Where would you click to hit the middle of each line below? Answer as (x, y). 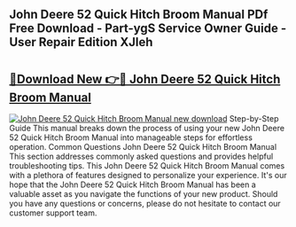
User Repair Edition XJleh (81, 42)
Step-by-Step (254, 118)
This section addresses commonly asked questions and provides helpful (141, 156)
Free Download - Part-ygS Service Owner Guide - (148, 29)
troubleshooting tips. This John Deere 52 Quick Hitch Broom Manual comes (147, 166)
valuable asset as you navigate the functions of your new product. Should (144, 194)
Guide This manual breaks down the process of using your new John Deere (147, 128)
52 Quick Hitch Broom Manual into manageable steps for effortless (131, 137)
